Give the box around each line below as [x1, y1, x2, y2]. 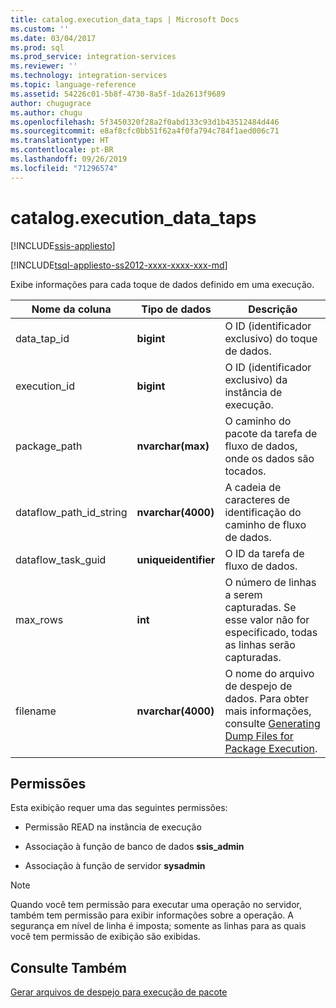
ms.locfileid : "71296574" [10, 163, 118, 173]
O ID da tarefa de [224, 546, 305, 560]
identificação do [224, 505, 302, 519]
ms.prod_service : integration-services [10, 52, 177, 62]
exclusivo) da [224, 372, 288, 386]
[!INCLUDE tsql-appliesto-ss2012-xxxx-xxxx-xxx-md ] [10, 259, 228, 271]
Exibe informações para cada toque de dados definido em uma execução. [10, 278, 315, 290]
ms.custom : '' [10, 24, 70, 34]
